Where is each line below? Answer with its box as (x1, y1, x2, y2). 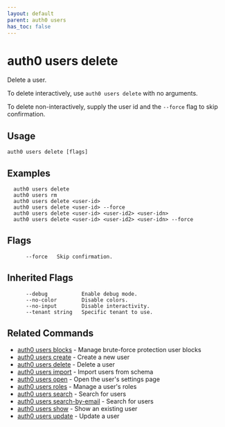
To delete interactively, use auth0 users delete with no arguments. (7, 89, 199, 98)
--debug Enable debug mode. (25, 290, 138, 297)
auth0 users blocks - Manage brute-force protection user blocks (17, 346, 202, 354)
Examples (7, 167, 51, 179)
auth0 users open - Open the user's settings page (17, 375, 161, 383)
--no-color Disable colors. (25, 296, 129, 304)
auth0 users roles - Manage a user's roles (17, 383, 137, 391)
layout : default (7, 10, 54, 17)
